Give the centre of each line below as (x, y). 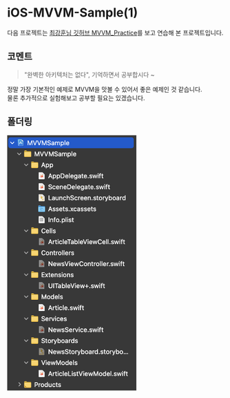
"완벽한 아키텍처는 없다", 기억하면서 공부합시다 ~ (89, 75)
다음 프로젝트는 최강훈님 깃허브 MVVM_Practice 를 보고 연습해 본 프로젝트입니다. (115, 32)
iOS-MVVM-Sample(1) (73, 13)
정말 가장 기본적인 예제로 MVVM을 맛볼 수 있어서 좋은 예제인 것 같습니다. (105, 89)
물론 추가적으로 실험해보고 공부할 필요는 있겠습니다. (76, 97)
